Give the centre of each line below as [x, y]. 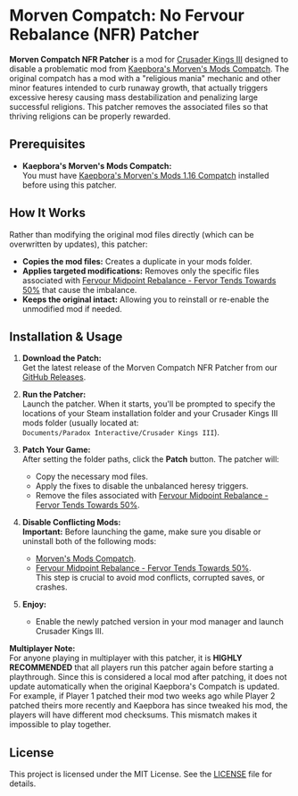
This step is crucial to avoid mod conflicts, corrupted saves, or [150, 578]
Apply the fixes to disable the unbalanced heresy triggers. [142, 486]
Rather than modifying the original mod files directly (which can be [132, 234]
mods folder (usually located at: [80, 423]
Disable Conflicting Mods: [71, 523]
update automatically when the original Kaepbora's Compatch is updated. [145, 687]
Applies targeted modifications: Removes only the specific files [141, 271]
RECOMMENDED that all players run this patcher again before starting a [141, 667]
